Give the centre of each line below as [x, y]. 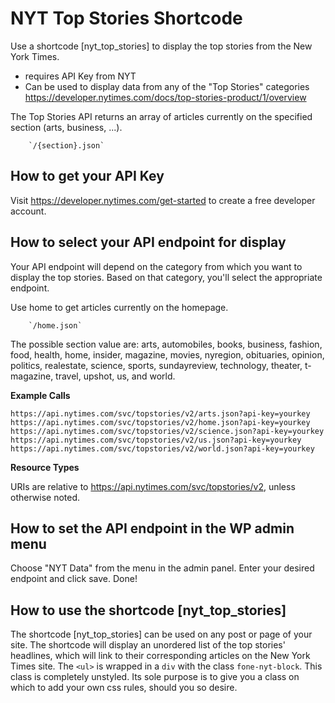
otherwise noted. [45, 497]
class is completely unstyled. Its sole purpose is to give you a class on [155, 677]
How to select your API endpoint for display [148, 242]
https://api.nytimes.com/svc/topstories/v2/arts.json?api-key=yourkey [160, 413]
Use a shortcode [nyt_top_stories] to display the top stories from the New [161, 46]
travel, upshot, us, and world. [115, 376]
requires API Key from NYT [80, 76]
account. [28, 211]
